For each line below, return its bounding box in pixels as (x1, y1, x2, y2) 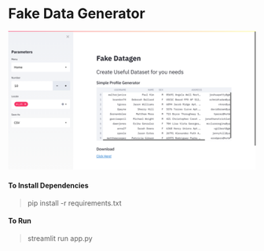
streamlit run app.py (27, 233, 93, 243)
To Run (8, 216, 31, 226)
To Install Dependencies (8, 181, 89, 191)
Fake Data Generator (8, 5, 145, 23)
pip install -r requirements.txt (27, 198, 122, 208)
